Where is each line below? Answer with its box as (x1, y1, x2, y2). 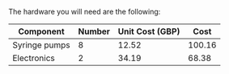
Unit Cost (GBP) (117, 26, 180, 37)
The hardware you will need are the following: (8, 7, 161, 16)
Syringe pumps (12, 39, 70, 51)
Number (78, 26, 111, 37)
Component (18, 26, 65, 37)
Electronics (12, 52, 55, 64)
